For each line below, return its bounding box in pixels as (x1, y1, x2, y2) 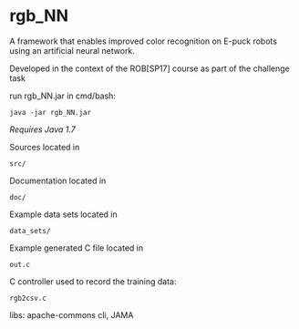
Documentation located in (9, 175, 107, 186)
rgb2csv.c (9, 293, 47, 303)
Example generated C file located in (9, 242, 144, 253)
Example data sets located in (9, 209, 119, 220)
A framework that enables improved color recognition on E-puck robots (9, 36, 278, 46)
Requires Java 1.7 (9, 124, 76, 135)
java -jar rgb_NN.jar (9, 108, 92, 117)
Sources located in (9, 141, 80, 152)
